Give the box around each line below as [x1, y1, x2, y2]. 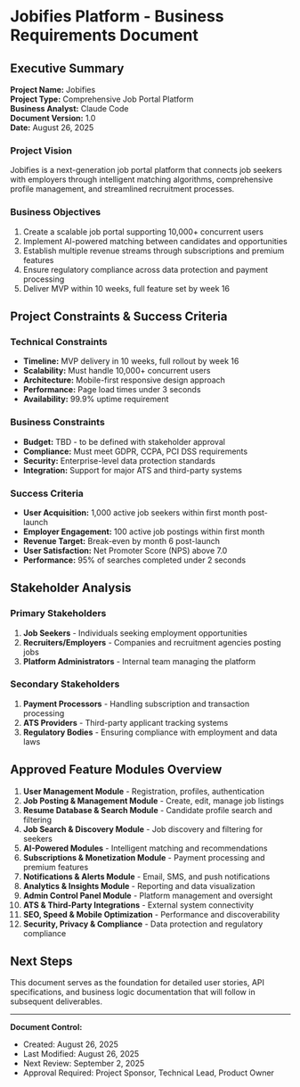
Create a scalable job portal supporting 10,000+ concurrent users [22, 226, 264, 237]
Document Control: [10, 1022, 83, 1033]
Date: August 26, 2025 [10, 122, 94, 133]
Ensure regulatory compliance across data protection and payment [22, 264, 269, 275]
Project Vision [10, 144, 73, 157]
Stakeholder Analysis [10, 581, 132, 596]
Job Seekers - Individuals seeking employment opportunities [22, 627, 247, 638]
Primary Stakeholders [10, 607, 107, 620]
